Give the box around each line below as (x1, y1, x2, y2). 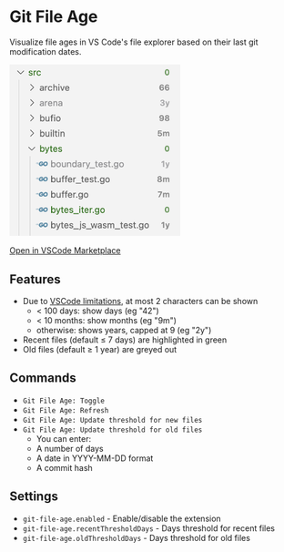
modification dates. (9, 46, 82, 56)
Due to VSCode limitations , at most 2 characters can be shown (22, 295, 259, 306)
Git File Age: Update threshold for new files (22, 415, 203, 424)
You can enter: (35, 433, 92, 444)
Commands (9, 371, 77, 386)
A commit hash (35, 462, 93, 473)
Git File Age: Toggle (22, 396, 105, 405)
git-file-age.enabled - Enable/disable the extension (22, 513, 221, 524)
